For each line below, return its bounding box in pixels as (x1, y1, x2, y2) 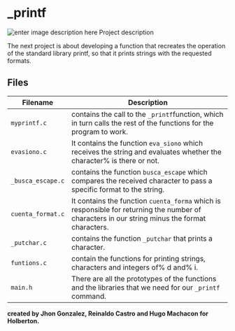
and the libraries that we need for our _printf (71, 282, 220, 292)
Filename (22, 97, 54, 107)
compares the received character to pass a (71, 176, 213, 185)
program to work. (71, 127, 128, 136)
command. (71, 291, 107, 301)
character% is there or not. (71, 155, 159, 165)
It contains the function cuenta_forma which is (71, 196, 222, 206)
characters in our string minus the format (71, 213, 206, 223)
